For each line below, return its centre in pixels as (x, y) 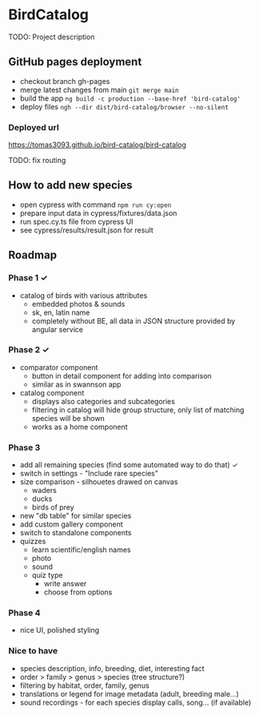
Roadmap (33, 255)
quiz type (47, 575)
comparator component (59, 367)
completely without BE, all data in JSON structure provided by (133, 320)
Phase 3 (24, 447)
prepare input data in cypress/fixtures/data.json (98, 213)
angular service (58, 329)
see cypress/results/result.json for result (86, 230)
